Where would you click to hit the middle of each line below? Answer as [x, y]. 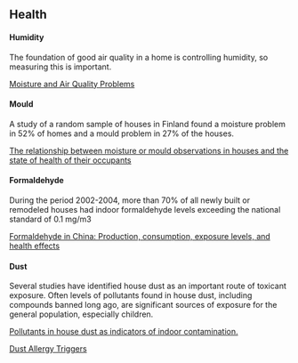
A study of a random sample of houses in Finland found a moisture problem [148, 124]
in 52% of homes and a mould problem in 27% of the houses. [121, 133]
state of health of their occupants [70, 160]
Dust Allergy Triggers [48, 349]
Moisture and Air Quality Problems [72, 84]
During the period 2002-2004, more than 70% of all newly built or [130, 200]
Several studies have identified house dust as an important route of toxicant [148, 286]
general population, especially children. [81, 314]
